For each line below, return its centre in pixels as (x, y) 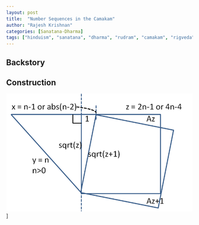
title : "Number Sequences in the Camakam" (61, 19)
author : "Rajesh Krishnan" (39, 25)
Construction (31, 82)
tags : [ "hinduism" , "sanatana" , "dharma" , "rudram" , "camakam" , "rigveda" (100, 38)
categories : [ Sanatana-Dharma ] (45, 31)
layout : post (22, 12)
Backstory (26, 62)
